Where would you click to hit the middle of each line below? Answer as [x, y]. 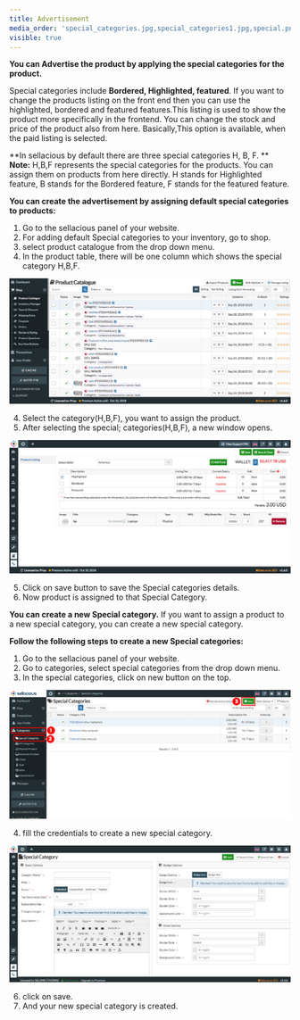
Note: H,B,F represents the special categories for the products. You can [142, 165]
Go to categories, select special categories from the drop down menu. [151, 668]
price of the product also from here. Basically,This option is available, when [147, 129]
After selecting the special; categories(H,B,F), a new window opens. [147, 427]
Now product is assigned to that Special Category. [115, 597]
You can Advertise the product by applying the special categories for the [147, 64]
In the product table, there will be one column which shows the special [152, 257]
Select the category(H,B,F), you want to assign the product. [132, 419]
